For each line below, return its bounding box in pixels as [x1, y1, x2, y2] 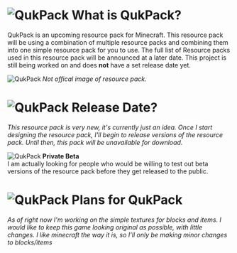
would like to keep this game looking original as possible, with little [7, 222, 203, 231]
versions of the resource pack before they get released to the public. [7, 167, 209, 176]
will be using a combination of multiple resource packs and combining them [7, 38, 228, 46]
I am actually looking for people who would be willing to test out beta [7, 159, 209, 168]
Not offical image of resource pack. [42, 75, 147, 83]
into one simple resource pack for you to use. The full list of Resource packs [7, 45, 231, 54]
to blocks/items [7, 238, 53, 247]
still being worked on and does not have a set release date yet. [7, 60, 192, 69]
